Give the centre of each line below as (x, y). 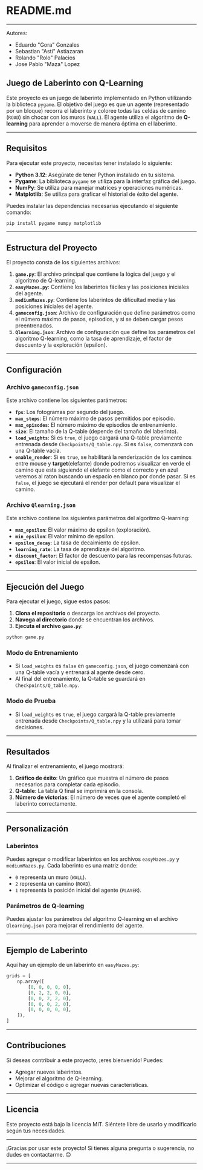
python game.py (25, 637)
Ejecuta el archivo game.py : (49, 626)
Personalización (37, 828)
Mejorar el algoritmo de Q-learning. (59, 1078)
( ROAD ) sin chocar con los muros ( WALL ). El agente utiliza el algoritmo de (94, 117)
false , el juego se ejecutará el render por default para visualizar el (97, 483)
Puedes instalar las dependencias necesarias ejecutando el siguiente (92, 206)
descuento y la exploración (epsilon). (61, 345)
